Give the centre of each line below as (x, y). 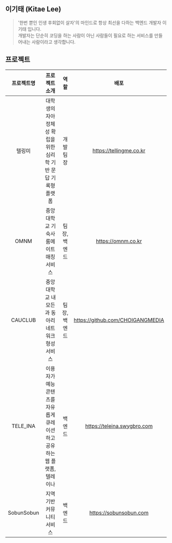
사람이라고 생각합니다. (53, 42)
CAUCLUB (24, 320)
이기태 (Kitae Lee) (33, 9)
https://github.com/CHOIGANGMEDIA (119, 320)
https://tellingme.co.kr (119, 151)
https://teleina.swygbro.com (119, 426)
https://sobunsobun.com (119, 513)
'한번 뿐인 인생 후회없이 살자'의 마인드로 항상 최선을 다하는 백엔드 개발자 (89, 23)
